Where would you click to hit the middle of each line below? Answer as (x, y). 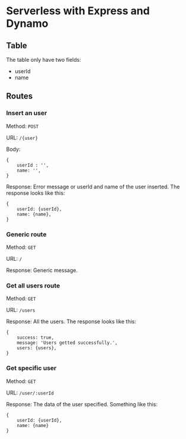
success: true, (36, 338)
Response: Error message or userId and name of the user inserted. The (93, 187)
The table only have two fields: (44, 60)
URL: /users (21, 310)
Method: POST (23, 126)
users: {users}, (37, 348)
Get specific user (31, 368)
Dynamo (27, 23)
